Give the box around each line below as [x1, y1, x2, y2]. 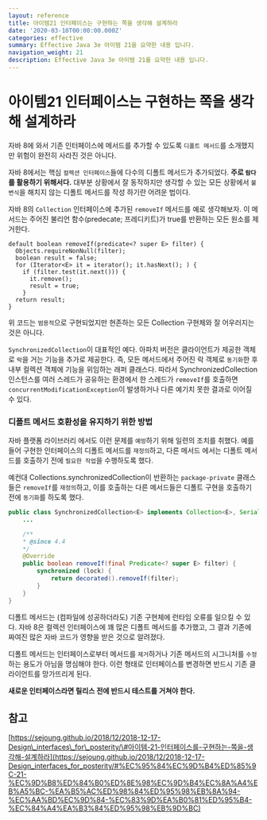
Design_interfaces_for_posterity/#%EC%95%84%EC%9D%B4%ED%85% [8, 761, 253, 771]
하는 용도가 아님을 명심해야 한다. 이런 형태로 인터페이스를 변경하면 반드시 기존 [8, 658, 248, 669]
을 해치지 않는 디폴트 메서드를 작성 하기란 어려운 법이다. [18, 187, 191, 197]
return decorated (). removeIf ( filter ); [50, 575, 180, 583]
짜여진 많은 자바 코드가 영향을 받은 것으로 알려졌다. [8, 632, 165, 642]
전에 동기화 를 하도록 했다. [8, 493, 84, 502]
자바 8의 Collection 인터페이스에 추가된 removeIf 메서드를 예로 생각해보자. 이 [8, 204, 250, 213]
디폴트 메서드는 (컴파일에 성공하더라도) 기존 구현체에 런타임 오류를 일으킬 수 [8, 612, 242, 622]
